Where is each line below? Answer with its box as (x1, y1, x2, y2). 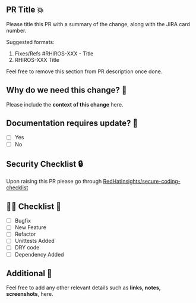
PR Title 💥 (6, 5, 44, 15)
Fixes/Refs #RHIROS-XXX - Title (14, 50, 94, 57)
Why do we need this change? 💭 (6, 85, 127, 95)
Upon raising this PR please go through (6, 178, 102, 185)
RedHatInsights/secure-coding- (103, 178, 181, 185)
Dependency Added (14, 251, 64, 258)
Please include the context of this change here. (6, 101, 124, 108)
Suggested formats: (6, 38, 55, 45)
